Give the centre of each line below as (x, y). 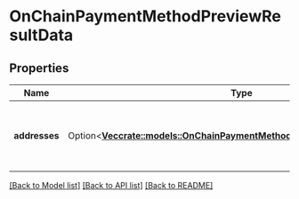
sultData (41, 35)
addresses (36, 135)
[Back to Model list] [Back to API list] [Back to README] (111, 185)
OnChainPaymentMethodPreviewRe (145, 16)
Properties (39, 68)
